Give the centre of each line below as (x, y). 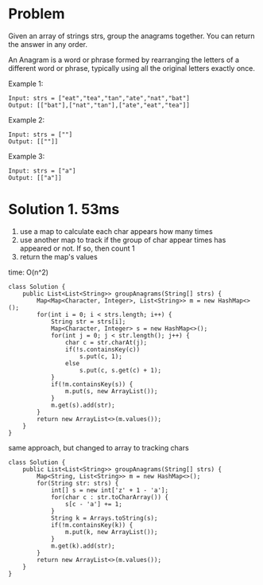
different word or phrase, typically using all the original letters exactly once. (132, 68)
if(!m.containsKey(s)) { (92, 384)
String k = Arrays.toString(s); (104, 518)
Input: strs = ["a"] (43, 171)
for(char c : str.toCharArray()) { (110, 497)
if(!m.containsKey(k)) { (92, 525)
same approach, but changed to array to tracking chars (99, 447)
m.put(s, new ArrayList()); (111, 391)
